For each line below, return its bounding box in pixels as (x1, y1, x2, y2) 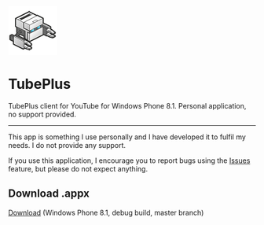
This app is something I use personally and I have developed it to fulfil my (8, 132, 246, 142)
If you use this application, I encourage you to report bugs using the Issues (8, 156, 251, 165)
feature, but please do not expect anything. (8, 164, 148, 173)
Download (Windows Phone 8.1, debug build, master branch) (8, 208, 204, 217)
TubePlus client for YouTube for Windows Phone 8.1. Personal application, (8, 101, 247, 110)
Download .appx (8, 187, 90, 201)
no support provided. (8, 109, 77, 119)
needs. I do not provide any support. (8, 140, 126, 149)
